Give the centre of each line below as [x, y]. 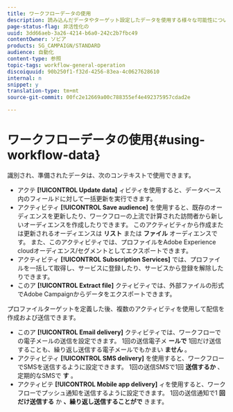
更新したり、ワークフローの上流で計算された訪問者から [132, 216]
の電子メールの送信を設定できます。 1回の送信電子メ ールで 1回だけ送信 [119, 341]
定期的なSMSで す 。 [47, 375]
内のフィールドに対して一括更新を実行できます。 [87, 198]
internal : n [24, 78]
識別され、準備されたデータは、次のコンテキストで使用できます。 [101, 175]
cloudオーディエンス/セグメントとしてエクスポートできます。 [104, 250]
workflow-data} [54, 155]
